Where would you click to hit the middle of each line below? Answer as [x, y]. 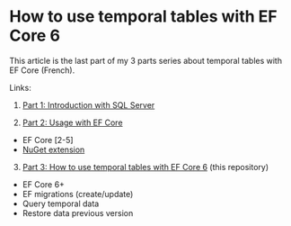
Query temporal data [61, 203]
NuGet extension [53, 149]
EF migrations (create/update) [78, 194]
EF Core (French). [42, 70]
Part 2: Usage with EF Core [72, 122]
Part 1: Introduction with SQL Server [88, 104]
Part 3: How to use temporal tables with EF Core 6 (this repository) [145, 167]
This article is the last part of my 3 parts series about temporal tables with [146, 60]
